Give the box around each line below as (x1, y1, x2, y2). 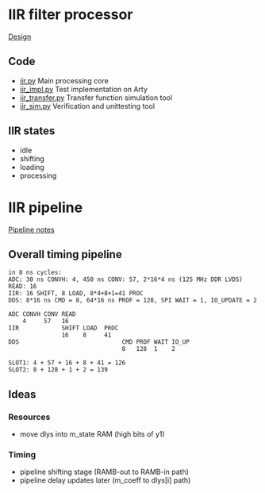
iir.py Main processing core (19, 75, 109, 85)
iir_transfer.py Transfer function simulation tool (19, 93, 173, 102)
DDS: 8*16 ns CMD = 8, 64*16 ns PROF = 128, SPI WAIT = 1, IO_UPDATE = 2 (8, 296, 258, 305)
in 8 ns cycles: (8, 268, 62, 277)
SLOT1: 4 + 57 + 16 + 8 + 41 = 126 (8, 359, 126, 367)
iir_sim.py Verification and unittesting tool (19, 101, 156, 110)
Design (8, 32, 32, 41)
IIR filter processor (8, 6, 133, 24)
